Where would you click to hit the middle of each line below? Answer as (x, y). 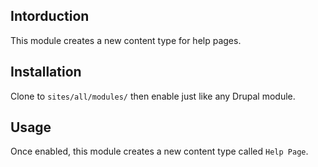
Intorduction (50, 16)
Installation (46, 72)
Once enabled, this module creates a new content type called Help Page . (159, 151)
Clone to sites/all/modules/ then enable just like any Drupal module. (153, 96)
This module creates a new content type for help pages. (126, 40)
